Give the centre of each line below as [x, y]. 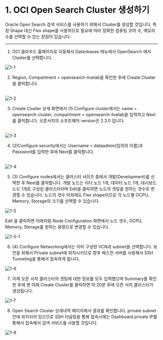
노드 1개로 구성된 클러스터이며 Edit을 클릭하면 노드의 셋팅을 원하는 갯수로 [81, 189]
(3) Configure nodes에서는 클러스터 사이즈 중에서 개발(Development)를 [81, 176]
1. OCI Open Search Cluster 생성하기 [77, 10]
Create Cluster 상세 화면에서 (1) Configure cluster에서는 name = [74, 108]
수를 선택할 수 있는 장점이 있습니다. [38, 37]
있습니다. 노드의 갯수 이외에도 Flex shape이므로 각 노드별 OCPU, [88, 195]
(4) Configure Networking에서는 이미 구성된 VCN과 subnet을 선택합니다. [82, 246]
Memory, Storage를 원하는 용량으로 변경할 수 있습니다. [57, 227]
